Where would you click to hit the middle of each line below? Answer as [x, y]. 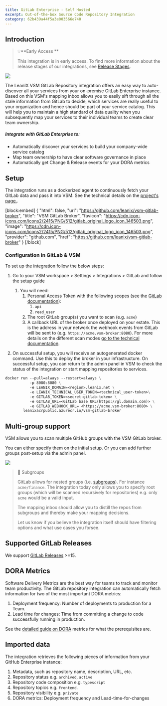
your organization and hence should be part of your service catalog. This [80, 107]
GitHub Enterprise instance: [34, 662]
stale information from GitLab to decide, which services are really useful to [82, 101]
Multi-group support [38, 426]
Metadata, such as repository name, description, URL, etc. [72, 672]
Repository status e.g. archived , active [52, 677]
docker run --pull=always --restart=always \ [53, 378]
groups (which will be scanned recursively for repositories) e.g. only [87, 493]
